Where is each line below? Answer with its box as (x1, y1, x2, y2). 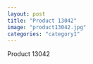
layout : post (7, 10, 46, 18)
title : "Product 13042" (7, 17, 77, 24)
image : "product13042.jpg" (7, 23, 87, 31)
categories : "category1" (7, 30, 80, 38)
